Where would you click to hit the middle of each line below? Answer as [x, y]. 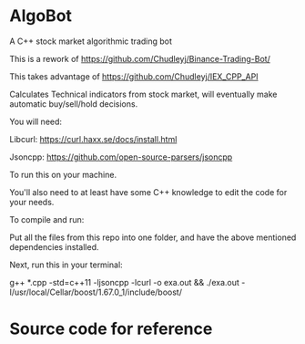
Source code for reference [111, 329]
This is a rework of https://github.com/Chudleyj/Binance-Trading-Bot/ [140, 58]
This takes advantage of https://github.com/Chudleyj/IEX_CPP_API [134, 76]
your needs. [32, 202]
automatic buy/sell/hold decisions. [74, 104]
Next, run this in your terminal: [66, 265]
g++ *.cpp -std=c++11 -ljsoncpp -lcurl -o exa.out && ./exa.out [124, 282]
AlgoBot [41, 16]
